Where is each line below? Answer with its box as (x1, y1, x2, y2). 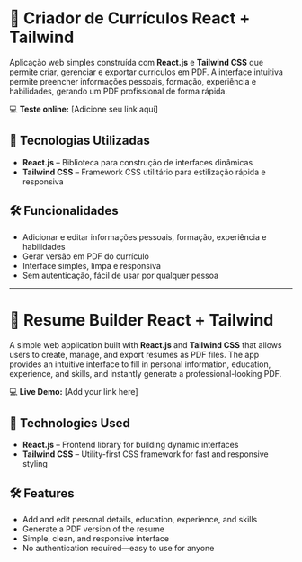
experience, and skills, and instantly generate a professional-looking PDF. (9, 368, 282, 379)
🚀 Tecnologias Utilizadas (9, 133, 150, 148)
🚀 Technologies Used (9, 415, 130, 431)
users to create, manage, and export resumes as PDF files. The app (9, 349, 260, 360)
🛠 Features (9, 486, 75, 501)
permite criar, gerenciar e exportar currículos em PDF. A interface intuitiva (9, 67, 283, 77)
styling (22, 459, 48, 469)
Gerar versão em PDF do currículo (22, 251, 150, 262)
